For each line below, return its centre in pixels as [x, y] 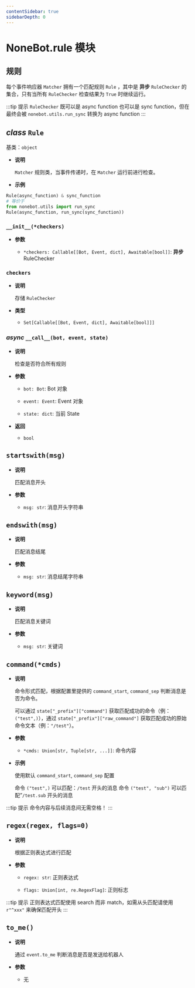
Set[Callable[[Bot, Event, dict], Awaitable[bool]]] [89, 323]
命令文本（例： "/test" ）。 [46, 725]
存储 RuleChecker [35, 298]
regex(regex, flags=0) [47, 826]
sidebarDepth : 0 [26, 17]
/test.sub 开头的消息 [47, 795]
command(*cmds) [34, 664]
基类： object [22, 147]
